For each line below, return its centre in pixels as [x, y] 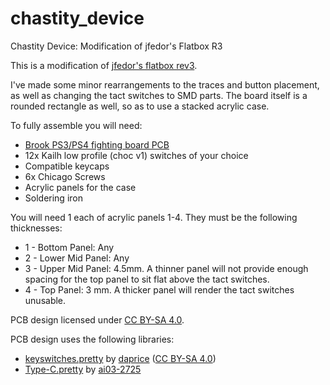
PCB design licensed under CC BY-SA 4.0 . [97, 319]
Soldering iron [53, 198]
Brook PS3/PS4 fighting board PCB [97, 144]
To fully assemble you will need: [76, 125]
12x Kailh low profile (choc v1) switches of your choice [136, 155]
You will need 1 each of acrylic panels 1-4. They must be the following [154, 217]
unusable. [45, 300]
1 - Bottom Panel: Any [69, 247]
